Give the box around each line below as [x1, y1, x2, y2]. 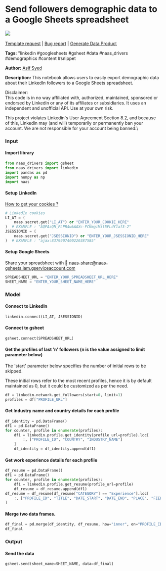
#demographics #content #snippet [5, 55, 76, 61]
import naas [5, 179, 30, 184]
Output [5, 538, 23, 545]
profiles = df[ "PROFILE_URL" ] [5, 397, 68, 402]
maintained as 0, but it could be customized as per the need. [5, 383, 128, 389]
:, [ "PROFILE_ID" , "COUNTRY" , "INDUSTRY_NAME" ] [23, 437, 123, 442]
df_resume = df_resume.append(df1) [14, 486, 87, 491]
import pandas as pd [5, 170, 48, 175]
